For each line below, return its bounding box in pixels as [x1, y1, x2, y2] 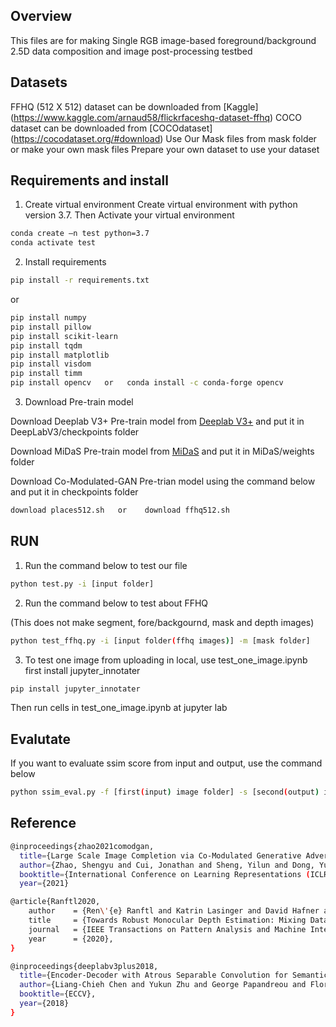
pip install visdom [10, 359, 92, 369]
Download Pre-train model [24, 396, 134, 408]
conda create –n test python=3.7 [10, 229, 150, 239]
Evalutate [10, 730, 72, 748]
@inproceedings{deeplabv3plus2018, [10, 961, 159, 971]
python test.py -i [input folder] [10, 579, 155, 589]
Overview [10, 8, 73, 25]
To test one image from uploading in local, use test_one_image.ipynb [24, 654, 308, 666]
